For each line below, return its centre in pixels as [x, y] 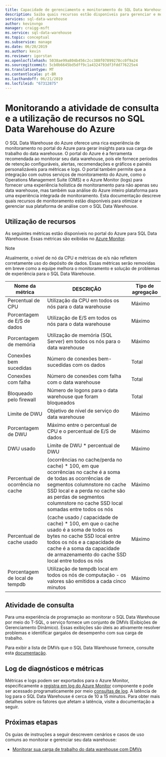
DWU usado [21, 449]
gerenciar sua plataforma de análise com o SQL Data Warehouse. [72, 206]
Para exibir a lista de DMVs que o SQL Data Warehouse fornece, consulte [80, 648]
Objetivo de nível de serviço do [83, 411]
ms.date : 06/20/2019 [26, 47]
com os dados [89, 365]
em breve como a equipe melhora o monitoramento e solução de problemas [82, 269]
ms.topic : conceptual [27, 38]
